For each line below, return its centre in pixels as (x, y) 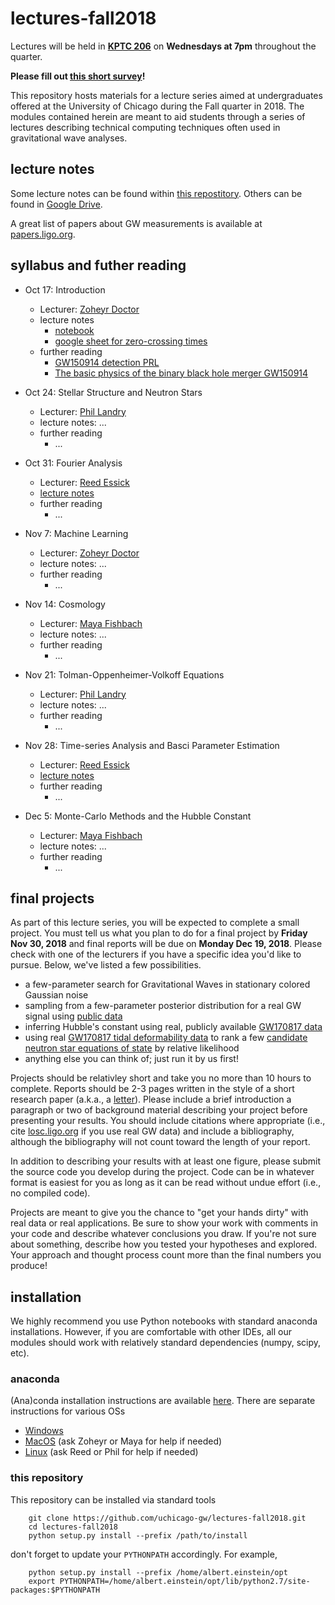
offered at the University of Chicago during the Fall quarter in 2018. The (157, 106)
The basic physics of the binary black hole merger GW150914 (181, 373)
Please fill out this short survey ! (78, 76)
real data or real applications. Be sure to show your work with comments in (164, 1223)
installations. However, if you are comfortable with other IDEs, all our (151, 1332)
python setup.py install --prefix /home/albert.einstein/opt (158, 1572)
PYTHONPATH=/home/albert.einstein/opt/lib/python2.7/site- (185, 1581)
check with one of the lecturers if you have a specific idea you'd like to (156, 954)
